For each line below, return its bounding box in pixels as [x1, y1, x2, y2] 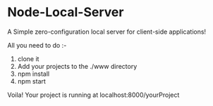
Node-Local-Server [7, 4, 124, 20]
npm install [17, 69, 50, 78]
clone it [17, 54, 39, 63]
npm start [17, 77, 46, 85]
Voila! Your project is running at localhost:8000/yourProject [7, 91, 180, 99]
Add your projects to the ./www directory [17, 62, 138, 70]
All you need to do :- [7, 41, 67, 49]
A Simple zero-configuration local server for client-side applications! [7, 27, 207, 36]
